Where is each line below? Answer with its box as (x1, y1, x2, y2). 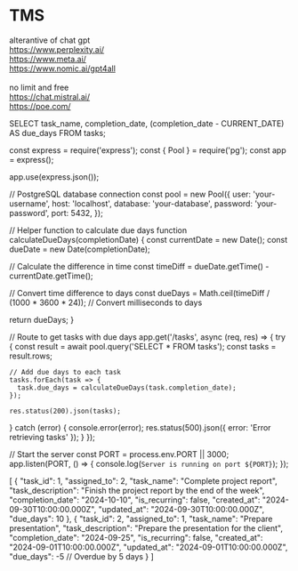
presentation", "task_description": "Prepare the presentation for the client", (9, 522, 283, 534)
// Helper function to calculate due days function (9, 224, 188, 236)
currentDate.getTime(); (9, 270, 93, 281)
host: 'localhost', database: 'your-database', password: (52, 197, 254, 209)
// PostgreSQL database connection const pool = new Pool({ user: (9, 189, 252, 199)
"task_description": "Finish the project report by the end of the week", (9, 485, 265, 495)
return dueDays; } (9, 314, 74, 325)
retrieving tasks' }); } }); (9, 431, 96, 442)
